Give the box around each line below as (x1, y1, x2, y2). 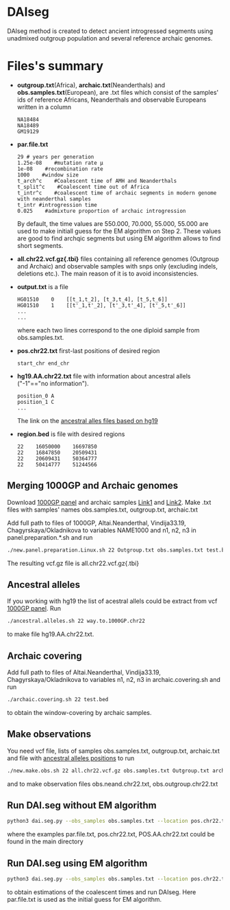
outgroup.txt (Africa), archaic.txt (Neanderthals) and (16, 80, 166, 89)
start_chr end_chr (16, 360, 70, 367)
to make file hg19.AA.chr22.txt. (7, 630, 94, 639)
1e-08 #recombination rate (16, 166, 104, 172)
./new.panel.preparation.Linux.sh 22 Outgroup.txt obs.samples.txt (7, 547, 204, 554)
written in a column (16, 102, 72, 111)
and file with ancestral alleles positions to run (7, 753, 135, 762)
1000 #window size (16, 171, 79, 179)
